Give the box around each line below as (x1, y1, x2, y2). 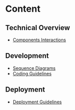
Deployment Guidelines (12, 99, 62, 105)
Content (5, 3, 41, 15)
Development (5, 51, 49, 60)
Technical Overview (5, 23, 70, 32)
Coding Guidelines (12, 70, 52, 76)
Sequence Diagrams (12, 65, 56, 71)
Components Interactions (12, 37, 66, 43)
